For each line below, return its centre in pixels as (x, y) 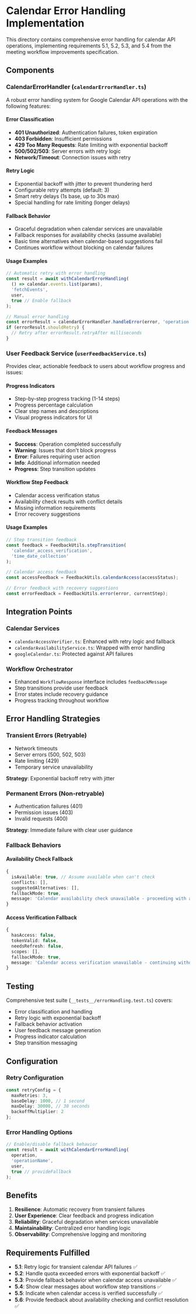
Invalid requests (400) (41, 818)
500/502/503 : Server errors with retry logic (68, 151)
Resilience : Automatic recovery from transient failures (80, 1209)
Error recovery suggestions (47, 514)
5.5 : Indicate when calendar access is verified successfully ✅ (89, 1293)
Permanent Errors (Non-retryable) (55, 793)
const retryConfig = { (34, 1090)
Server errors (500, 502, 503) (50, 755)
